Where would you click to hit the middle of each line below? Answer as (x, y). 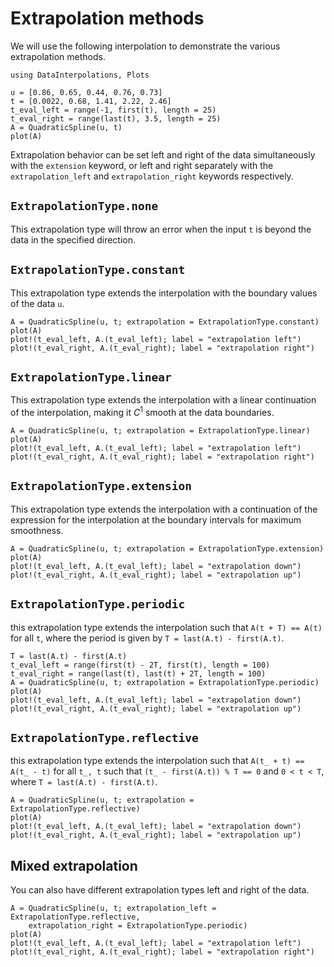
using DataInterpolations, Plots (80, 75)
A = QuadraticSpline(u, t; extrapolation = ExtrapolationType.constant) (165, 322)
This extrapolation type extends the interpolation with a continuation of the (164, 509)
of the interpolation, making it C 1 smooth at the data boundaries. (142, 412)
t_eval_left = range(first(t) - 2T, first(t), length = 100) (140, 665)
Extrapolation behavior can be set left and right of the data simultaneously (163, 154)
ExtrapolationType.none (84, 206)
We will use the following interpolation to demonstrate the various (145, 46)
